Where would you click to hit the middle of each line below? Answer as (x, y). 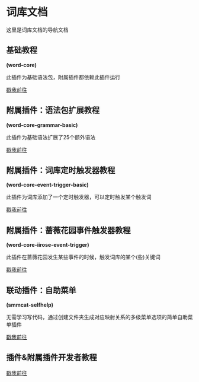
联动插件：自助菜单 (41, 290)
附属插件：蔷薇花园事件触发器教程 (68, 230)
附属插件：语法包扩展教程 (53, 110)
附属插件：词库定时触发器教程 (61, 170)
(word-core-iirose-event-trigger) (48, 245)
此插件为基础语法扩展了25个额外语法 (51, 137)
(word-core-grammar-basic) (42, 125)
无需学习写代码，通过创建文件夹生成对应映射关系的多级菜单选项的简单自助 (97, 317)
